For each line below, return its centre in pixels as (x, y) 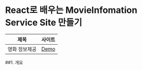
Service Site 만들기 (44, 23)
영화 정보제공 (22, 49)
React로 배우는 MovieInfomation (71, 10)
